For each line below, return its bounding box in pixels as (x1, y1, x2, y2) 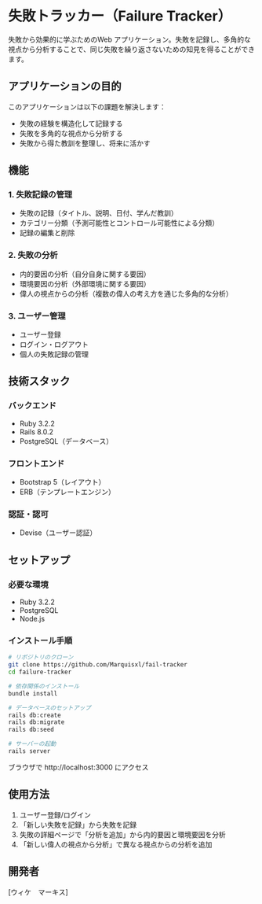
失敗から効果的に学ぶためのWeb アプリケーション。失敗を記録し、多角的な (8, 35, 251, 44)
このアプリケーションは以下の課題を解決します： (8, 101, 166, 111)
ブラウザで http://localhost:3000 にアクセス (8, 762, 149, 772)
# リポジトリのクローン (8, 654, 74, 662)
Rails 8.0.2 (19, 426, 53, 437)
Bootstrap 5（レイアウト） (19, 478, 106, 487)
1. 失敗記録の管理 (8, 190, 73, 201)
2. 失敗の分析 (8, 249, 58, 260)
